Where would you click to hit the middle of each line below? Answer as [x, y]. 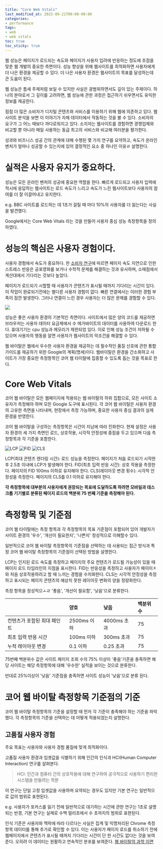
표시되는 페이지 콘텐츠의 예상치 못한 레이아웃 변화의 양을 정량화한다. [78, 581]
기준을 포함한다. [42, 439]
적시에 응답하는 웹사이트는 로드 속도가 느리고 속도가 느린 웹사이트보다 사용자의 [79, 188]
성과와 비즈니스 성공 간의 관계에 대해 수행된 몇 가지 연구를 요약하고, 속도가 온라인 [81, 140]
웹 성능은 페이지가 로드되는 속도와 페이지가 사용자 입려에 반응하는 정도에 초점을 [80, 60]
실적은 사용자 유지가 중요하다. [60, 167]
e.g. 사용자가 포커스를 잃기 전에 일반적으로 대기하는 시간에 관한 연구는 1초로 [76, 807]
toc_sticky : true [23, 46]
